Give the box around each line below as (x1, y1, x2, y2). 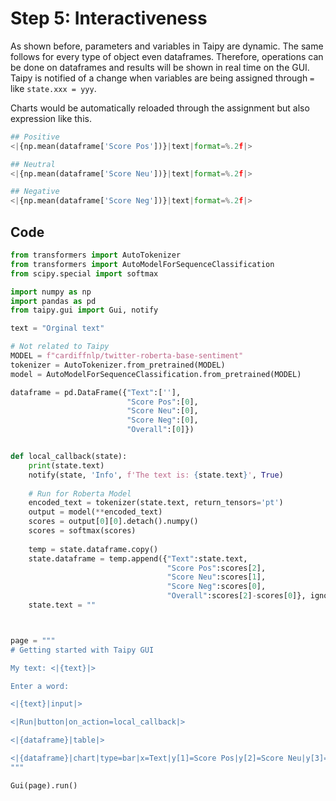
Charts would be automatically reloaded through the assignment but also (10, 102, 310, 114)
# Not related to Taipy (10, 342, 110, 352)
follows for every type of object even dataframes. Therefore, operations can (10, 50, 324, 62)
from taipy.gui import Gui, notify (10, 305, 159, 316)
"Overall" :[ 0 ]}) (126, 425, 195, 435)
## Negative (10, 187, 60, 197)
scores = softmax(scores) (28, 526, 137, 536)
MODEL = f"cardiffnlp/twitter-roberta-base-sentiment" (10, 351, 244, 361)
